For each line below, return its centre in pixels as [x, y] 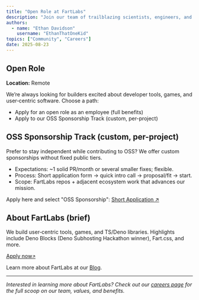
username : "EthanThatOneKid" [53, 34]
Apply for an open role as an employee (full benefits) [79, 112]
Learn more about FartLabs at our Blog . [54, 267]
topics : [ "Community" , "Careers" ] [49, 39]
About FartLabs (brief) [48, 217]
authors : [17, 22]
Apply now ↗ [21, 256]
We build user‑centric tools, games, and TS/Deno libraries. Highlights [90, 232]
